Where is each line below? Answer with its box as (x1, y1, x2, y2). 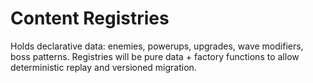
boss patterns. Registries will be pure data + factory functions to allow (10, 50, 300, 62)
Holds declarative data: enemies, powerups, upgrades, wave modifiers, (10, 40, 304, 52)
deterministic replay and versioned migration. (10, 61, 197, 73)
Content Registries (10, 7, 170, 30)
